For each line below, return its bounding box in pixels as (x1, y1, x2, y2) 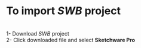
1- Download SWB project (6, 30, 70, 37)
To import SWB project (6, 4, 121, 18)
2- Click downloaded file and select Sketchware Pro (6, 36, 136, 43)
